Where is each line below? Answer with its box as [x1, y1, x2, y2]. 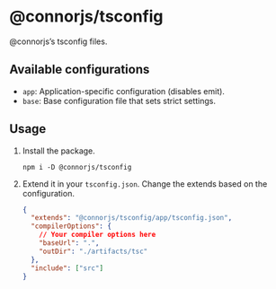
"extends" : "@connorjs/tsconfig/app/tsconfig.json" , [31, 214, 233, 223]
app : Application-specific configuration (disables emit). [22, 85, 225, 96]
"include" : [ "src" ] [31, 263, 104, 273]
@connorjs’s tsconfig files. [9, 36, 108, 47]
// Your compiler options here [39, 231, 156, 240]
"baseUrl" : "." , [39, 239, 100, 248]
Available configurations [9, 62, 150, 77]
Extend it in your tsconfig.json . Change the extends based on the [22, 178, 268, 189]
